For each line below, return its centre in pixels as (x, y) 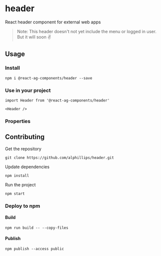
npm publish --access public (35, 249)
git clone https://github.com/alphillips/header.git (60, 158)
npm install (17, 176)
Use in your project (28, 90)
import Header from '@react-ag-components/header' (57, 100)
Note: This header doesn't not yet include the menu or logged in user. (87, 31)
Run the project (20, 185)
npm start (15, 194)
